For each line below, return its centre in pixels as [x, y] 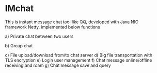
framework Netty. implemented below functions [53, 27]
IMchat [19, 8]
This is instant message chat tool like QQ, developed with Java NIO [72, 22]
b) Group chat [19, 45]
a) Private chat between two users [39, 36]
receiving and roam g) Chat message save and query [58, 65]
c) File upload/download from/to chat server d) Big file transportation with [79, 55]
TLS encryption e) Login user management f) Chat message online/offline [78, 60]
